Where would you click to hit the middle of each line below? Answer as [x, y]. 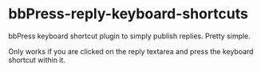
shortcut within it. [37, 60]
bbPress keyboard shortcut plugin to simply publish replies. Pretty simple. [130, 36]
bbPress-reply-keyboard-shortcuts [129, 14]
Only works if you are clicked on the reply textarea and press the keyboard [131, 51]
